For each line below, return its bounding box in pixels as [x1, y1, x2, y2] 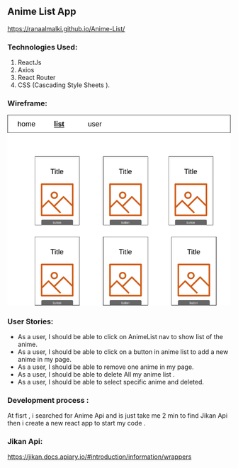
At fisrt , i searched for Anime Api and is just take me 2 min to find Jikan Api [7, 411, 228, 420]
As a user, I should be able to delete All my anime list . [17, 370, 175, 378]
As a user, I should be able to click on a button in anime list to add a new [17, 347, 229, 356]
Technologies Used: [7, 42, 78, 52]
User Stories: [7, 316, 54, 326]
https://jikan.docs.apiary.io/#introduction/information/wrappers [7, 452, 192, 461]
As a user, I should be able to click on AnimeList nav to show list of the [17, 332, 223, 341]
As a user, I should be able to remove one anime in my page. [17, 363, 194, 371]
